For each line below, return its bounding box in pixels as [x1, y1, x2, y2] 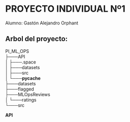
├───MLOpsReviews [5, 91, 51, 97]
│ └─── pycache [5, 75, 41, 81]
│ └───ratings [5, 97, 37, 103]
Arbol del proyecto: [5, 35, 68, 43]
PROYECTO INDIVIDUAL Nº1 [5, 3, 125, 15]
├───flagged [5, 86, 35, 92]
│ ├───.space [5, 59, 37, 65]
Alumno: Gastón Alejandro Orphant [5, 20, 79, 26]
